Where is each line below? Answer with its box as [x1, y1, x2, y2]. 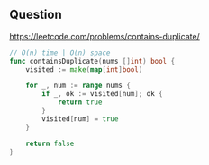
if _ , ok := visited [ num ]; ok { [41, 90, 164, 99]
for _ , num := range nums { [25, 81, 131, 91]
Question [9, 7, 62, 22]
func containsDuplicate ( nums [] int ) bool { [9, 56, 176, 65]
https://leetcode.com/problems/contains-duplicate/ [9, 30, 200, 41]
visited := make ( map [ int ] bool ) [25, 65, 143, 74]
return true [57, 98, 103, 107]
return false [25, 139, 75, 148]
